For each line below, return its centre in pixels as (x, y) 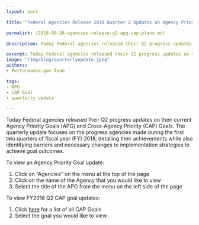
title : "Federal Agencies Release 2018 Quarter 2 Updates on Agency (92, 22)
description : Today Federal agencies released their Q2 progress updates (99, 44)
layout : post (22, 12)
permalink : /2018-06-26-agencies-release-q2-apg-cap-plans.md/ (86, 33)
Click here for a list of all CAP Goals (58, 210)
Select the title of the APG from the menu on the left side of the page (98, 187)
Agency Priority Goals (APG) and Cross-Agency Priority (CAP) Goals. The (96, 126)
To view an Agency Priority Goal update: (55, 162)
